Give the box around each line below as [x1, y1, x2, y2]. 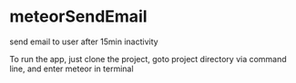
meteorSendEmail [9, 6, 148, 27]
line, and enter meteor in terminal [9, 63, 134, 74]
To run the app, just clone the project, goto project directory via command [9, 53, 287, 64]
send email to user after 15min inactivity [9, 36, 158, 47]
